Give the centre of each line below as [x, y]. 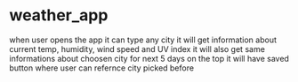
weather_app [59, 15]
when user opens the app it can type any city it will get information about [143, 40]
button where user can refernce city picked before [101, 68]
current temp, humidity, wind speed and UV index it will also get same [137, 48]
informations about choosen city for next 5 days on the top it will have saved [149, 58]
